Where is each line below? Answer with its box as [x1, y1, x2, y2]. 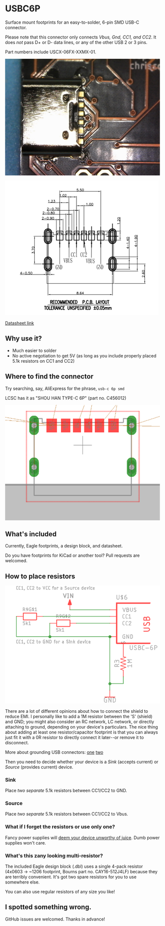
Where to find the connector [5, 372, 94, 381]
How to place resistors [5, 572, 75, 580]
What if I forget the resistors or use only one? [5, 823, 115, 830]
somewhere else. [5, 879, 40, 885]
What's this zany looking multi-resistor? [5, 852, 103, 859]
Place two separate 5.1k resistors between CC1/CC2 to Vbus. [5, 811, 129, 817]
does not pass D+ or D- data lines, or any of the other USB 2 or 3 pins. [5, 39, 148, 45]
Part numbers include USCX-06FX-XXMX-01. [5, 49, 97, 55]
